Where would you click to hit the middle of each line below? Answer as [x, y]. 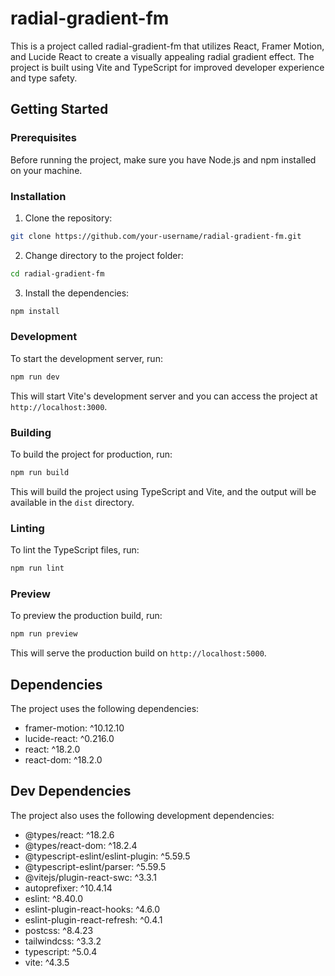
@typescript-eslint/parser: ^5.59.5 [95, 866]
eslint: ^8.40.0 [53, 898]
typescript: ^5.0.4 [61, 951]
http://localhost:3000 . [59, 406]
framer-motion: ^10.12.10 [74, 728]
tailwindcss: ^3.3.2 [63, 941]
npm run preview [44, 634]
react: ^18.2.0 [52, 749]
